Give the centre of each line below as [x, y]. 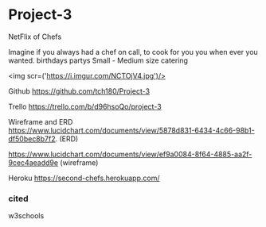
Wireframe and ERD [41, 121]
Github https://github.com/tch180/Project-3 [79, 91]
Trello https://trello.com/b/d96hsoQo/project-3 [85, 106]
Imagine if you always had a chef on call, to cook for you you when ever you [133, 52]
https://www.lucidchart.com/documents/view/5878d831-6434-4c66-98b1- [131, 130]
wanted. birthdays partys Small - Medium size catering [98, 60]
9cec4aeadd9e [33, 162]
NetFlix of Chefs [35, 37]
